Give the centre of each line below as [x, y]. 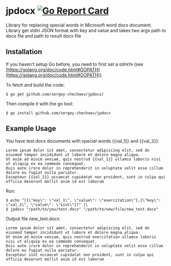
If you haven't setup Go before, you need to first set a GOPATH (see [75, 64]
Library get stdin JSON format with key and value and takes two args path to [86, 30]
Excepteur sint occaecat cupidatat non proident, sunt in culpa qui [80, 255]
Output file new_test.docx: [33, 219]
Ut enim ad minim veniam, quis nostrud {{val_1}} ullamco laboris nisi [83, 159]
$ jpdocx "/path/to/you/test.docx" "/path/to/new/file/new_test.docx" [82, 209]
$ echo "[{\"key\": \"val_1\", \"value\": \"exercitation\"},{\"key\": [83, 200]
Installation [24, 52]
